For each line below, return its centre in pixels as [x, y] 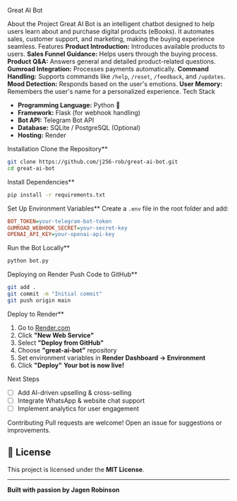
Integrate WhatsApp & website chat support [81, 400]
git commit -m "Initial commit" [55, 294]
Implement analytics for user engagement [78, 408]
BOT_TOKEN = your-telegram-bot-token [60, 221]
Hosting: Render [42, 135]
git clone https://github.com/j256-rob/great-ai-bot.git [93, 162]
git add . [22, 288]
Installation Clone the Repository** [57, 149]
